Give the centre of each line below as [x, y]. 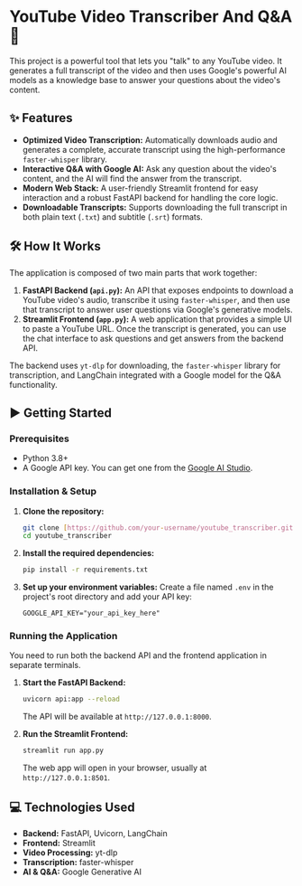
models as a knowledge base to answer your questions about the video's [145, 80]
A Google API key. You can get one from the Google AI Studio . [137, 468]
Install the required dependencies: [88, 553]
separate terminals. [45, 665]
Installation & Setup [53, 492]
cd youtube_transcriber [67, 536]
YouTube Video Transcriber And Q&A [151, 17]
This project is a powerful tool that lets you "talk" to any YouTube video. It [146, 61]
